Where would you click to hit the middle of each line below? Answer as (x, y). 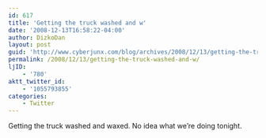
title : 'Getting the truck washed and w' (78, 23)
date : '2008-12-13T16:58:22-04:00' (67, 30)
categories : (28, 96)
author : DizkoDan (37, 37)
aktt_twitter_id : (37, 81)
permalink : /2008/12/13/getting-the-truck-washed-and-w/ (104, 60)
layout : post (30, 45)
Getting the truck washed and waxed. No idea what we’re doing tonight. (125, 126)
